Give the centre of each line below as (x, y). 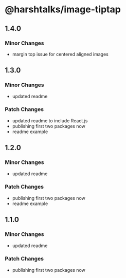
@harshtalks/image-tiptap (63, 10)
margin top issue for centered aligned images (60, 54)
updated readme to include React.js (50, 121)
